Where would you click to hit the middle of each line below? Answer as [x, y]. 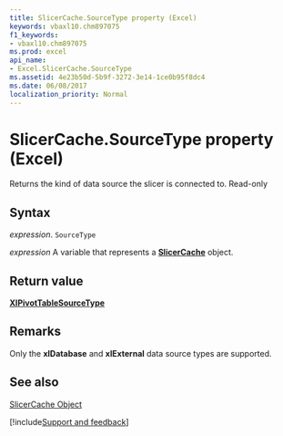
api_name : [28, 60]
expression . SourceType [53, 234]
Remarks [35, 332]
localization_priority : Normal [69, 94]
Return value [46, 280]
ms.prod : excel [38, 52]
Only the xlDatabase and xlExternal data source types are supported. [141, 353]
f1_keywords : [34, 35]
